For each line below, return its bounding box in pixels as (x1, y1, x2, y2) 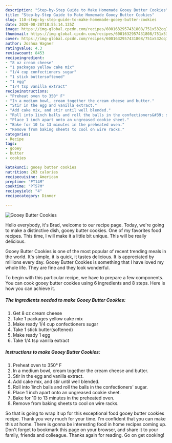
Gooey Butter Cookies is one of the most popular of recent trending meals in (5, 248, 166, 254)
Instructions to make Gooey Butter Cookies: (5, 349, 101, 355)
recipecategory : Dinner (5, 194, 56, 199)
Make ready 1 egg (12, 332, 51, 338)
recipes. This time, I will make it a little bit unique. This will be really (5, 233, 147, 239)
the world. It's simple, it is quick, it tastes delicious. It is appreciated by (5, 254, 155, 260)
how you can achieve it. (5, 285, 55, 292)
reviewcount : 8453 (5, 50, 45, 55)
